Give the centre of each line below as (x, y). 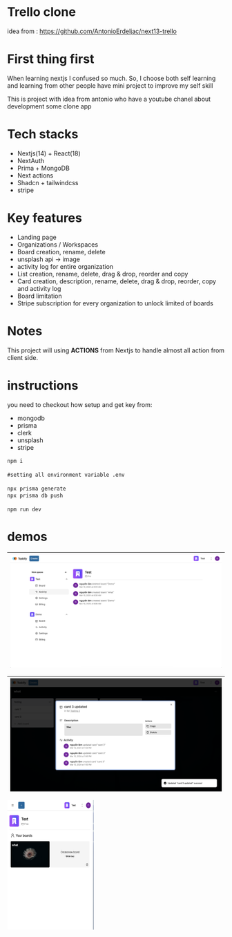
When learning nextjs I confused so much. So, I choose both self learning (112, 78)
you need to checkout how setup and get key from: (80, 404)
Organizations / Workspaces (58, 244)
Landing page (37, 237)
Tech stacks (43, 134)
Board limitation (39, 296)
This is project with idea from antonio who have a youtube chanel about (109, 99)
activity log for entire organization (65, 266)
